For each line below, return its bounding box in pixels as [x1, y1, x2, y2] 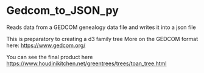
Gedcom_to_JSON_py [6, 4, 119, 17]
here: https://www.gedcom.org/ [6, 42, 86, 49]
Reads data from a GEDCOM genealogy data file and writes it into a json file [6, 24, 196, 31]
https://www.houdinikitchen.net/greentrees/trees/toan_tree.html [6, 60, 167, 67]
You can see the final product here [6, 53, 93, 60]
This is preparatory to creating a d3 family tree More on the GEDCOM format [6, 35, 199, 42]
